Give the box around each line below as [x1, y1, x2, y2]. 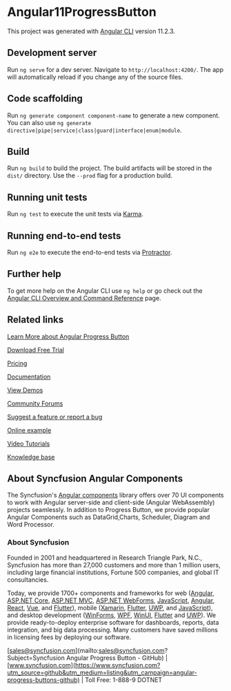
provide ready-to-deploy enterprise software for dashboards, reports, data [7, 618, 219, 626]
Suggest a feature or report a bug [7, 413, 103, 421]
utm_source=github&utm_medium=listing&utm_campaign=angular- [7, 668, 198, 676]
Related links [7, 314, 64, 325]
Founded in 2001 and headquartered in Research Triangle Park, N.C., [7, 553, 203, 562]
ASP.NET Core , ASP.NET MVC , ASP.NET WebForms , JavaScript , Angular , [7, 596, 215, 605]
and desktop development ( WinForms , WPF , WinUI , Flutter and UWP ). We [7, 611, 216, 619]
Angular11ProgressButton [7, 4, 157, 20]
